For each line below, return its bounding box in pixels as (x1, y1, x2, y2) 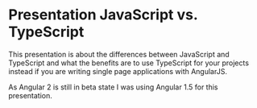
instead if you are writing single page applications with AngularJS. (8, 66, 228, 76)
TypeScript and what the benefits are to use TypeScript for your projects (8, 58, 250, 68)
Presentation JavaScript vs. (8, 6, 198, 24)
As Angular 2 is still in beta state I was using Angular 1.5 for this (8, 82, 218, 92)
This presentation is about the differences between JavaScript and (8, 49, 230, 59)
